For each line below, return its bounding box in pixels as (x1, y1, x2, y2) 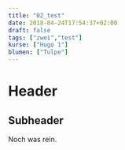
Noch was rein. (8, 135, 57, 144)
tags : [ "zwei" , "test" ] (8, 33, 83, 42)
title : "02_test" (8, 11, 65, 20)
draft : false (8, 26, 51, 34)
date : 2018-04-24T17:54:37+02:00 (8, 19, 118, 27)
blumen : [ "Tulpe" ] (8, 48, 68, 56)
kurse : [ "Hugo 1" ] (8, 41, 68, 49)
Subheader (8, 114, 64, 127)
